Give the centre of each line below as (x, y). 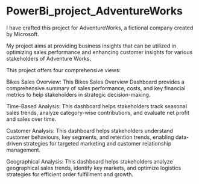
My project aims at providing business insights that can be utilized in (91, 46)
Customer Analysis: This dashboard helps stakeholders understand (90, 130)
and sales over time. (31, 119)
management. (24, 150)
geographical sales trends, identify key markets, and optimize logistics (94, 168)
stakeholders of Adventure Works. (49, 58)
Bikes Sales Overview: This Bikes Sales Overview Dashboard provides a (96, 82)
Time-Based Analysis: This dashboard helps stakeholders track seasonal (97, 106)
